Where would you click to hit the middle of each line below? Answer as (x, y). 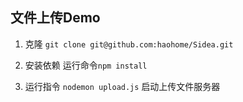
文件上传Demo (55, 18)
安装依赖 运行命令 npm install (86, 65)
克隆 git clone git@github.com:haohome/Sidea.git (129, 44)
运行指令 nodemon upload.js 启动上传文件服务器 (122, 86)
